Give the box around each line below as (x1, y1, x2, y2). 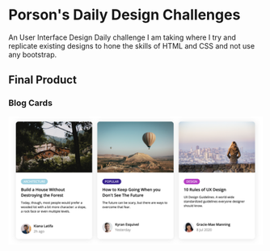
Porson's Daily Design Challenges (8, 6, 241, 24)
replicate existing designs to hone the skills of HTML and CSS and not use (8, 40, 255, 50)
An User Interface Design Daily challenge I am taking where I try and (8, 32, 237, 42)
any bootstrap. (8, 49, 57, 59)
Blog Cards (8, 97, 53, 108)
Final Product (8, 73, 77, 87)
